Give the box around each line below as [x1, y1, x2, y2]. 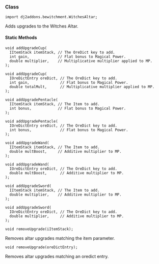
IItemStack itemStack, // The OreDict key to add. [9, 50, 115, 55]
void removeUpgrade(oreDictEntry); [5, 245, 78, 250]
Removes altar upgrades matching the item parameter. [5, 235, 115, 241]
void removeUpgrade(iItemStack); [5, 227, 74, 231]
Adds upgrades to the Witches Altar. [5, 23, 79, 29]
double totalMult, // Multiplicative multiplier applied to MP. [9, 84, 155, 89]
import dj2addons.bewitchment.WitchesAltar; [5, 15, 98, 20]
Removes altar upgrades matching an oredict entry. [5, 253, 109, 259]
